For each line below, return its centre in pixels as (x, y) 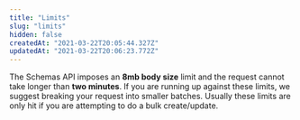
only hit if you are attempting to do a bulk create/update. (114, 106)
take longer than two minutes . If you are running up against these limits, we (150, 87)
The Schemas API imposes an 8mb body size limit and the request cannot (147, 77)
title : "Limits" (40, 18)
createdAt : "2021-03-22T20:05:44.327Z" (84, 43)
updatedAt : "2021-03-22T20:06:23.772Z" (84, 51)
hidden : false (36, 34)
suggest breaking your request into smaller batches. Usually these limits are (150, 97)
